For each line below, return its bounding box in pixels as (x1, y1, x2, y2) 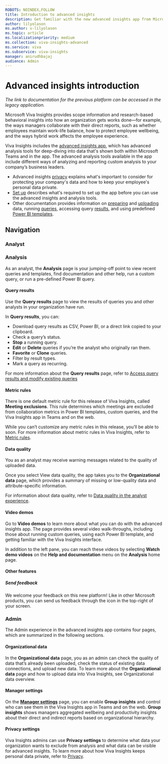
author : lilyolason (5, 21, 46, 27)
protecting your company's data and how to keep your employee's (12, 179, 149, 185)
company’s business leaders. (5, 164, 65, 170)
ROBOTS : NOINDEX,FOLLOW (5, 7, 55, 13)
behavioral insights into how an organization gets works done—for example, (5, 117, 162, 123)
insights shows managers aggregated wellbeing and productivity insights (5, 709, 157, 715)
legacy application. (5, 102, 45, 108)
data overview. (5, 676, 35, 682)
